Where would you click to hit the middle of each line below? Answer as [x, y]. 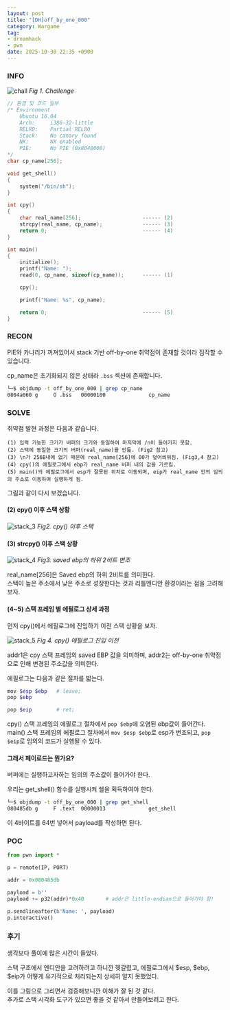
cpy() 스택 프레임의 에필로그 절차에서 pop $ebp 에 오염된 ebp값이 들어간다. [106, 724]
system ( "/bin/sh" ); [47, 186]
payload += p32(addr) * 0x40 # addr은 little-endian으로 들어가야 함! [111, 899]
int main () [23, 249]
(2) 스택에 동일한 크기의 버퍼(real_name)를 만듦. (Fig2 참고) [88, 450]
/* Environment [29, 110]
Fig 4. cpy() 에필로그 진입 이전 [78, 640]
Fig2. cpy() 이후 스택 [65, 526]
